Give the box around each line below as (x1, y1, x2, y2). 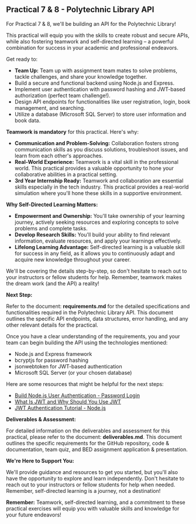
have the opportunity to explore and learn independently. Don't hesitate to (6, 475, 185, 482)
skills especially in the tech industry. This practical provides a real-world (14, 183, 189, 190)
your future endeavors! (6, 511, 61, 518)
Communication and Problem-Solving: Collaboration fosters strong (14, 139, 179, 146)
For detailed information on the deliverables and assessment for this (6, 427, 170, 434)
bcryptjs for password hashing (14, 357, 89, 364)
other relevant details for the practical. (6, 321, 98, 328)
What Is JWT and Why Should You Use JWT (14, 398, 122, 405)
